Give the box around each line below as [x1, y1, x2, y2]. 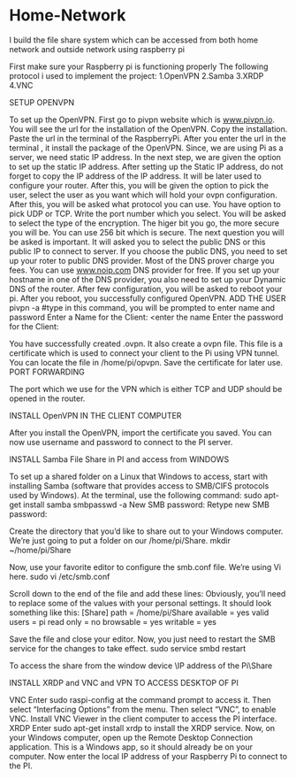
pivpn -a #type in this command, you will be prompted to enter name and [9, 302, 276, 312]
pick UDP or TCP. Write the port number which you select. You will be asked [9, 208, 287, 219]
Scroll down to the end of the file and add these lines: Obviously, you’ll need [9, 588, 286, 598]
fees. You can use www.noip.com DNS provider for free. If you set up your [9, 265, 280, 275]
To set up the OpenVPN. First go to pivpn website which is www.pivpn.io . [9, 114, 276, 125]
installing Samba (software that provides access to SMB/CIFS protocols [9, 480, 269, 491]
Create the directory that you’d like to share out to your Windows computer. [9, 526, 284, 536]
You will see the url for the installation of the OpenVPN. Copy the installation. [9, 123, 288, 134]
